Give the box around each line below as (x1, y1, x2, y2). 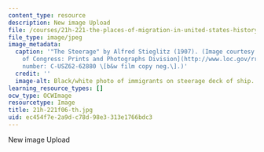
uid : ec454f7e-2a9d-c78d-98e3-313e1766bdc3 (8, 114, 153, 121)
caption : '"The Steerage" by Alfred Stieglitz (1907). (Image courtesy (15, 48, 255, 56)
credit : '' (15, 70, 51, 78)
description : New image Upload (8, 19, 111, 27)
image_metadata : (8, 41, 61, 49)
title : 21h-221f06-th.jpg (8, 107, 93, 114)
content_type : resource (8, 11, 86, 20)
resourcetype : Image (8, 99, 76, 107)
